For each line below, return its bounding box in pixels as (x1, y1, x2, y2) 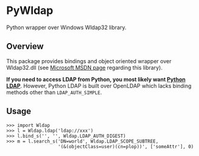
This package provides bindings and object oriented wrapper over (6, 57, 172, 64)
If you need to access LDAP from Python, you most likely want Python (6, 75, 186, 83)
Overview (6, 41, 44, 52)
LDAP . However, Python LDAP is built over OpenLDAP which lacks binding (6, 82, 192, 89)
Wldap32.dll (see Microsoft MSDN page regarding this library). (6, 64, 163, 71)
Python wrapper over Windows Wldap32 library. (6, 24, 127, 31)
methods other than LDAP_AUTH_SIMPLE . (6, 89, 102, 96)
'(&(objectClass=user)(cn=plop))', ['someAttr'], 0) (58, 143, 194, 149)
